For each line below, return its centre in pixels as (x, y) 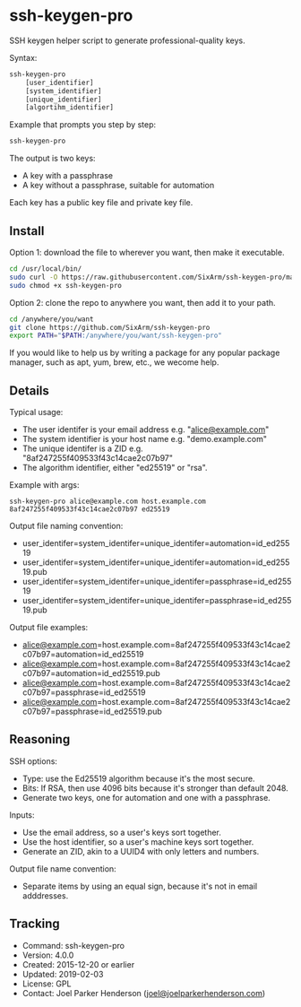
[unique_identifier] (64, 100)
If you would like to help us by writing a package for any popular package (145, 353)
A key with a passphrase (68, 176)
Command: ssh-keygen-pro (73, 945)
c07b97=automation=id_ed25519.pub (91, 673)
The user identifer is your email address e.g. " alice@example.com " (146, 430)
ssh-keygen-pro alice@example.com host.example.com (107, 502)
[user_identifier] (60, 82)
